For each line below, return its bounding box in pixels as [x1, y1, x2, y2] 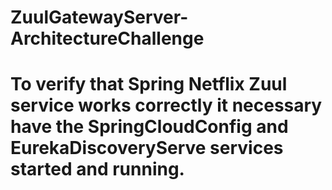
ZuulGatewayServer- [10, 6, 189, 29]
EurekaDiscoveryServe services [10, 137, 284, 160]
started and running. [10, 158, 185, 181]
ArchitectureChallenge [10, 27, 205, 50]
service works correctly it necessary [10, 94, 323, 117]
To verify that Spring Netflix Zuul [10, 73, 288, 96]
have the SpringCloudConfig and [10, 116, 289, 138]
